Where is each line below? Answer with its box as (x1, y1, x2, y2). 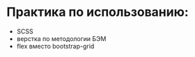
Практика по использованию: (6, 4, 189, 20)
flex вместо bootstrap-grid (16, 42, 95, 50)
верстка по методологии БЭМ (16, 34, 107, 42)
